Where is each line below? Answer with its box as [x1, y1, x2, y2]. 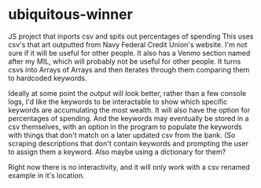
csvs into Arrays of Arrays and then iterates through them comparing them [8, 65, 250, 74]
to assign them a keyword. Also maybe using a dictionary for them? [8, 147, 226, 157]
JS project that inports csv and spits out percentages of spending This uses [8, 31, 254, 41]
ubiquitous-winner [8, 6, 134, 24]
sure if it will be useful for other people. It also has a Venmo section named [8, 48, 251, 57]
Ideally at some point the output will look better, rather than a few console [8, 88, 247, 98]
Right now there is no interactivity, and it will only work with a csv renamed [8, 162, 250, 171]
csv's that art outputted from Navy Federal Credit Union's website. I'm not [8, 39, 248, 49]
